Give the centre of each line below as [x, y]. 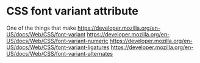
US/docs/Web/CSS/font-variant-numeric [57, 41]
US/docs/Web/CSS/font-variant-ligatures [58, 47]
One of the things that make [41, 28]
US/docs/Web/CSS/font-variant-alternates [60, 53]
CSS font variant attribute [72, 11]
